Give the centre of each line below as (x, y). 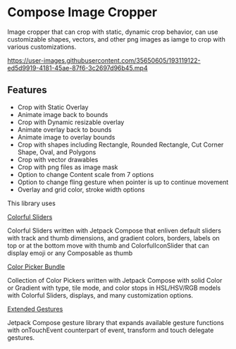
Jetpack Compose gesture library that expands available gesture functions (116, 322)
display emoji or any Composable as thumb (70, 253)
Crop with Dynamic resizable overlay (71, 122)
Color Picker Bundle (36, 267)
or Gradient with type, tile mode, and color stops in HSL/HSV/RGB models (114, 288)
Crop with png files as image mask (68, 167)
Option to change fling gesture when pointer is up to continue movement (123, 182)
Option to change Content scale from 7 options (86, 174)
